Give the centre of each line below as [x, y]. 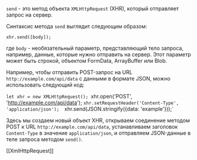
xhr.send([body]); [29, 37]
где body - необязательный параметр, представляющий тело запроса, [95, 48]
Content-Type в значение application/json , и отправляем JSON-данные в [98, 133]
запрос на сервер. [30, 15]
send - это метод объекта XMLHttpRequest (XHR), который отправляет [93, 9]
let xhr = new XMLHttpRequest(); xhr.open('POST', [69, 96]
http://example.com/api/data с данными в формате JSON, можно [88, 79]
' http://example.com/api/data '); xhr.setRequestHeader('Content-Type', [93, 103]
